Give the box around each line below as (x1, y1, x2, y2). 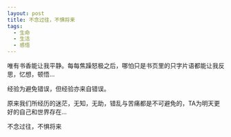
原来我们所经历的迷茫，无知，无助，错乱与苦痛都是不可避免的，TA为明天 (7, 99, 214, 107)
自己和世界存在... (19, 108, 68, 116)
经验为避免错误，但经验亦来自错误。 (7, 85, 110, 92)
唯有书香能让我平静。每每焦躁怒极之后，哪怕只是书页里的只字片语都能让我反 (7, 62, 225, 69)
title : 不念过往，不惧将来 (7, 16, 76, 23)
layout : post (7, 10, 45, 17)
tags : (7, 23, 23, 29)
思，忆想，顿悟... (7, 70, 55, 78)
